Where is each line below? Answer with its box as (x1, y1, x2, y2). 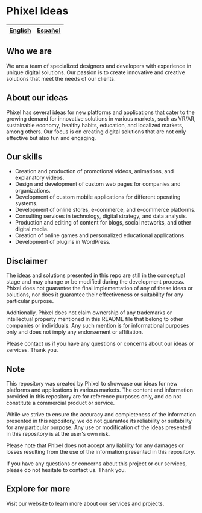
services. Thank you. (6, 346, 58, 354)
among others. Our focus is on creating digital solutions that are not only (6, 128, 186, 135)
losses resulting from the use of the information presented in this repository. (6, 448, 195, 455)
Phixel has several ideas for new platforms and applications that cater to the (6, 109, 195, 116)
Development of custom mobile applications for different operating (14, 193, 181, 200)
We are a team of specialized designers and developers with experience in (6, 62, 192, 69)
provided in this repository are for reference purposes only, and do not (6, 393, 181, 400)
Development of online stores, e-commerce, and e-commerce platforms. (14, 206, 196, 214)
